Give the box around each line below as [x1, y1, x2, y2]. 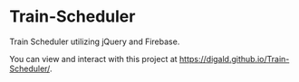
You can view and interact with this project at [9, 53, 178, 64]
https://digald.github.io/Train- [179, 53, 290, 64]
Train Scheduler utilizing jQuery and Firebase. [9, 36, 180, 47]
